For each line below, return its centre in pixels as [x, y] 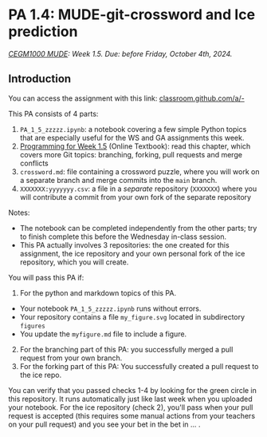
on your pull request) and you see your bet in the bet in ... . [104, 424]
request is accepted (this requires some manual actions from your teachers [132, 415]
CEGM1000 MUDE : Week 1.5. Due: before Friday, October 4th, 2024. [120, 54]
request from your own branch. [71, 358]
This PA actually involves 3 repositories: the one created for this [124, 244]
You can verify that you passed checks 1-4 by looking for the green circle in [133, 390]
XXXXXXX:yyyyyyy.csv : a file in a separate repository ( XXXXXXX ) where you [138, 189]
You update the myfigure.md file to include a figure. [103, 334]
